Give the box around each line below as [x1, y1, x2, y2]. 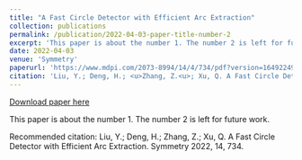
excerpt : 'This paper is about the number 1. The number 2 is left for [9, 38, 283, 48]
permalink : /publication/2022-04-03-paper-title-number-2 [9, 30, 231, 39]
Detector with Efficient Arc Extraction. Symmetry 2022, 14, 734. [9, 140, 244, 151]
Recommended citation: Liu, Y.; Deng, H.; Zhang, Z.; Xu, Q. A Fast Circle [9, 131, 276, 142]
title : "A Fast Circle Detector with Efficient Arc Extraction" [9, 13, 255, 22]
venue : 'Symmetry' [9, 55, 78, 64]
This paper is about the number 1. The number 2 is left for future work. [9, 113, 271, 124]
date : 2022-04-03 [9, 47, 75, 56]
